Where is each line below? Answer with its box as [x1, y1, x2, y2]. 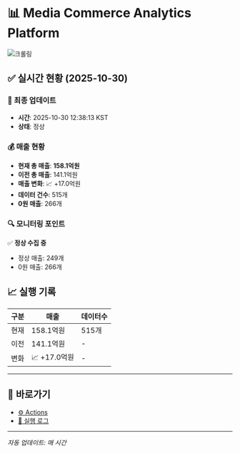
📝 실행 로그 [17, 416, 49, 424]
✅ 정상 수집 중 [7, 239, 46, 248]
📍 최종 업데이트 [7, 96, 56, 106]
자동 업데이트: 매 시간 [7, 438, 66, 447]
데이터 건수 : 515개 [17, 190, 68, 199]
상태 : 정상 [17, 122, 45, 131]
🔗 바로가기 [7, 389, 51, 401]
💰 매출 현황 [7, 141, 45, 151]
